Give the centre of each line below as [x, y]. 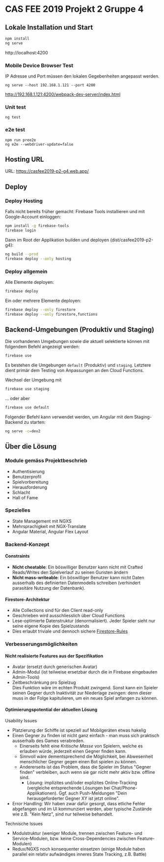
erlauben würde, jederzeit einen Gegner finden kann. [73, 751]
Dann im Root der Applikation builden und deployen [57, 240]
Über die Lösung [31, 447]
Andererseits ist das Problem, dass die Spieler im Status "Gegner [85, 767]
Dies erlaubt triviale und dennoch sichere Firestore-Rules [70, 631]
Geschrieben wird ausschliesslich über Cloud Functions [68, 616]
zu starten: [35, 422]
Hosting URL [25, 160]
